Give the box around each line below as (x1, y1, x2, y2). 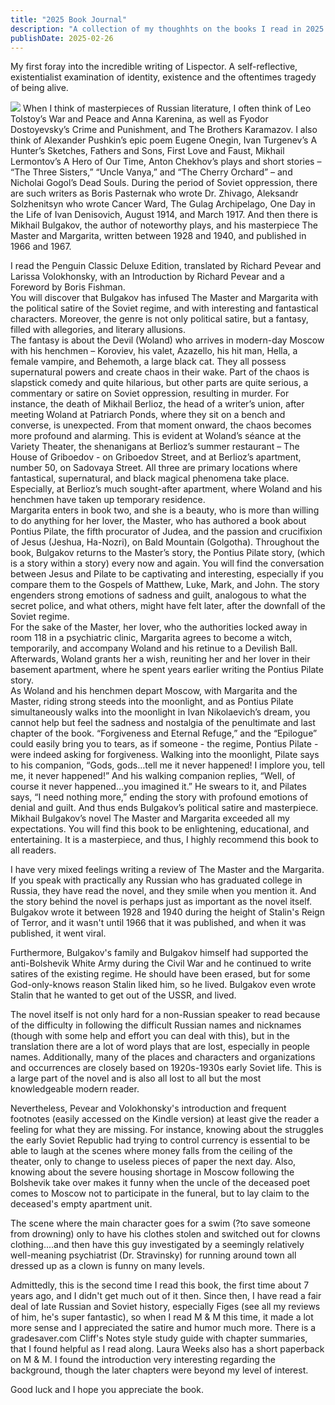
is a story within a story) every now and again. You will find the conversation (10, 557, 325, 570)
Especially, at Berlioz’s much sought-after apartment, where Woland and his (10, 483, 323, 495)
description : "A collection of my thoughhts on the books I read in (10, 24, 302, 34)
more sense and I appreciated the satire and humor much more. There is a (10, 1322, 317, 1334)
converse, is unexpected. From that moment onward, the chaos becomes (10, 419, 312, 431)
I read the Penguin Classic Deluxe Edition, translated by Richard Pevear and (10, 260, 322, 272)
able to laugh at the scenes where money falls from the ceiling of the (10, 1145, 293, 1157)
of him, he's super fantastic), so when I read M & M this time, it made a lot (10, 1311, 314, 1323)
